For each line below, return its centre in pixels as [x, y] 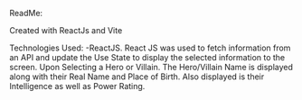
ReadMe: [26, 13]
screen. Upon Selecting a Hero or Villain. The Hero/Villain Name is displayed [151, 67]
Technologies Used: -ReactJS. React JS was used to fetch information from [150, 48]
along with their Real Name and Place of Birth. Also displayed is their [137, 77]
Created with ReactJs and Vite [66, 30]
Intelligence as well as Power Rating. [77, 86]
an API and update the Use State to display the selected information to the [147, 57]
